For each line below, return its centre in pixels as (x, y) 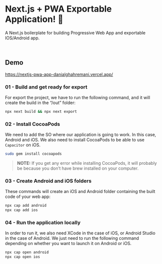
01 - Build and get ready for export (46, 87)
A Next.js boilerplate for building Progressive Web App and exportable (75, 33)
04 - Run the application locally (43, 223)
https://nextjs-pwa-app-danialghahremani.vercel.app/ (59, 74)
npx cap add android (26, 206)
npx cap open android (27, 252)
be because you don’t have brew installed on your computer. (78, 168)
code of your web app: (28, 197)
